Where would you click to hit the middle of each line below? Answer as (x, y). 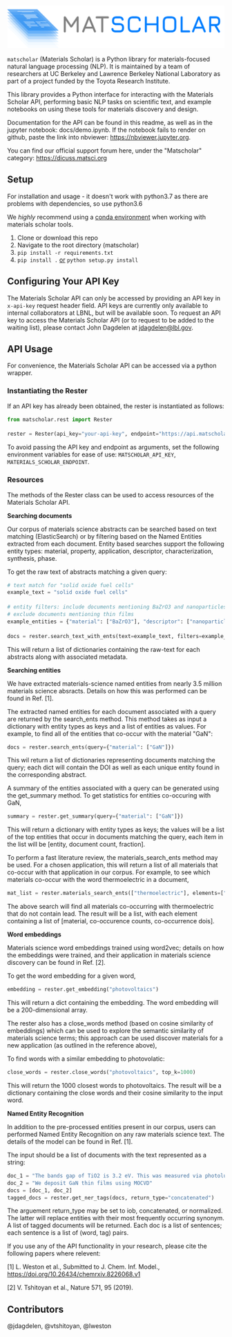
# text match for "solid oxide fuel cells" (71, 585)
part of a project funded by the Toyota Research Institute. (89, 81)
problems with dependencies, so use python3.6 (75, 203)
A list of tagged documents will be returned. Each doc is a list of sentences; (115, 1225)
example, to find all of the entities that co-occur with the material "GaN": (110, 733)
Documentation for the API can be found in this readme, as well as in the (110, 122)
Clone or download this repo (58, 238)
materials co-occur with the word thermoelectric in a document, (98, 880)
